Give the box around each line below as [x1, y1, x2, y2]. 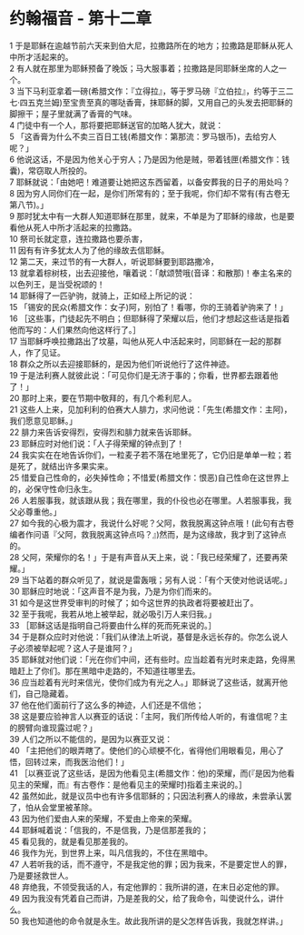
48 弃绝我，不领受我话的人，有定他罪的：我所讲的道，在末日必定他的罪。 [9, 881, 284, 892]
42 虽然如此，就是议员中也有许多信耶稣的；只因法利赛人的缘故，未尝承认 [9, 790, 284, 801]
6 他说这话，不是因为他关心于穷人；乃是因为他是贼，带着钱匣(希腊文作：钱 [9, 154, 290, 165]
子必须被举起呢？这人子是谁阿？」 [9, 642, 137, 653]
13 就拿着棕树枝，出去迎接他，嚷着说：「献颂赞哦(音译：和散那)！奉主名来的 [9, 267, 292, 278]
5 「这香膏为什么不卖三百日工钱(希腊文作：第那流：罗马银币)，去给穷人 [9, 131, 277, 142]
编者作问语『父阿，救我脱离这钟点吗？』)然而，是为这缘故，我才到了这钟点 [9, 528, 288, 539]
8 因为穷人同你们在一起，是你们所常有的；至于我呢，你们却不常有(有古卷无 [9, 187, 290, 198]
